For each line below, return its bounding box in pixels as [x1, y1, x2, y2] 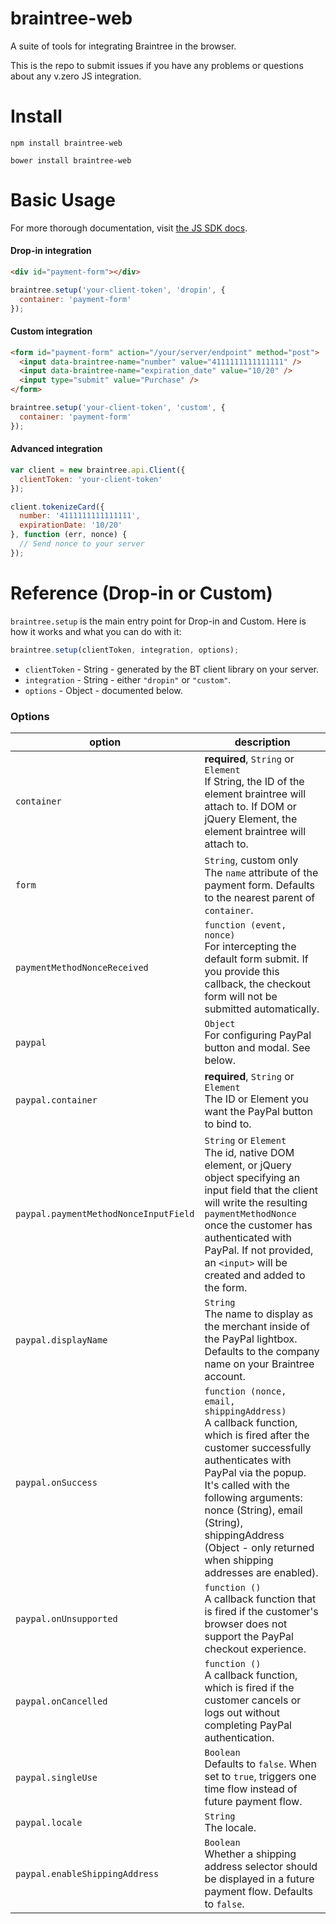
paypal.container [15, 1094, 98, 1106]
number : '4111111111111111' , [19, 511, 141, 521]
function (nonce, [204, 1385, 287, 1397]
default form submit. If [204, 952, 309, 966]
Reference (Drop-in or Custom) [10, 582, 273, 604]
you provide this [204, 964, 280, 978]
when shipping [204, 1553, 274, 1567]
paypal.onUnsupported [15, 1613, 118, 1624]
